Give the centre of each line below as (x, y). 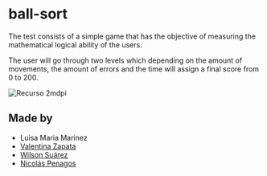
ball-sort (38, 14)
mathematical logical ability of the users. (75, 44)
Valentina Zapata (48, 146)
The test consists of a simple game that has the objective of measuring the (132, 36)
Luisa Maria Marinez (53, 137)
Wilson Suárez (44, 154)
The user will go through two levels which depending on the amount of (125, 60)
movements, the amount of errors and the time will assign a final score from (134, 68)
